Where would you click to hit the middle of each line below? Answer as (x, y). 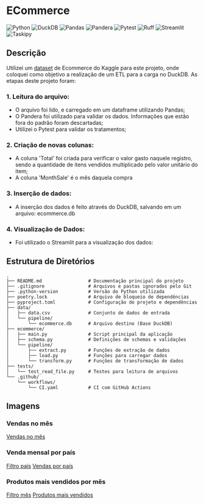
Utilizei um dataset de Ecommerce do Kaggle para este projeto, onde (93, 68)
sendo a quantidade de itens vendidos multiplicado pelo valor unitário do (106, 165)
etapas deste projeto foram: (41, 80)
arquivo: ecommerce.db (45, 213)
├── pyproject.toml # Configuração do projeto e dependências (102, 302)
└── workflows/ (37, 382)
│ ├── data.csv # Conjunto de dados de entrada (88, 313)
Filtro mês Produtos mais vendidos (50, 495)
